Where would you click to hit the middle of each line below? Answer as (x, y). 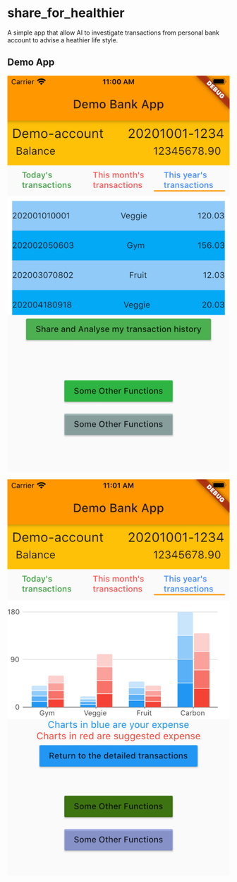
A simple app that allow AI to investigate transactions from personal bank (114, 33)
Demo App (31, 63)
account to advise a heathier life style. (63, 40)
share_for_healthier (66, 13)
